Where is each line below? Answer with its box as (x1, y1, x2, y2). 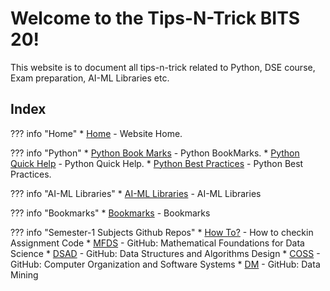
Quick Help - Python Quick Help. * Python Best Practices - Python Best (10, 157, 304, 169)
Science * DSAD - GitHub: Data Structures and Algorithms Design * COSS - (10, 247, 321, 259)
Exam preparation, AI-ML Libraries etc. (10, 72, 170, 84)
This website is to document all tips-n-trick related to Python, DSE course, (10, 61, 316, 73)
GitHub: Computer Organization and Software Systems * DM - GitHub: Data (10, 258, 321, 270)
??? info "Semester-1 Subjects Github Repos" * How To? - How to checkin (10, 226, 314, 238)
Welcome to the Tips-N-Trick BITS (10, 7, 301, 30)
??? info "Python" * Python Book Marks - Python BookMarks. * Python (10, 147, 300, 159)
